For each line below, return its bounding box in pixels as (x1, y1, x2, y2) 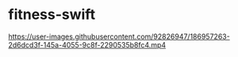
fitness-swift (8, 6, 96, 24)
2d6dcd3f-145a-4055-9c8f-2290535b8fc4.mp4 (8, 40, 167, 49)
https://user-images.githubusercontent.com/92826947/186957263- (8, 32, 230, 41)
